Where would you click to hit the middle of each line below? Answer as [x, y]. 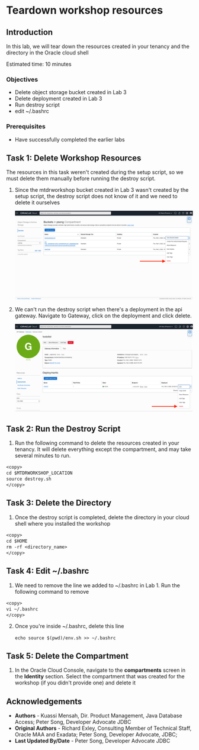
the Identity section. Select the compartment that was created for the [99, 677]
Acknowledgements [44, 701]
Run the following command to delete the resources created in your [97, 443]
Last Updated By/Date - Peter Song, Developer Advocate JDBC [92, 741]
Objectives [22, 79]
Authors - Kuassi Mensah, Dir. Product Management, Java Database [98, 716]
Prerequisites [26, 127]
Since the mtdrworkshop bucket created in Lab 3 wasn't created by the [102, 190]
